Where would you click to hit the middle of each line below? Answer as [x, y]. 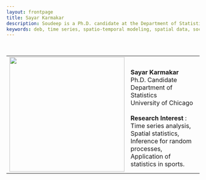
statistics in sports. [158, 164]
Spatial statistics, [155, 133]
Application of [151, 157]
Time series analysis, [161, 126]
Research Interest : [159, 118]
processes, [147, 149]
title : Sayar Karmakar [35, 18]
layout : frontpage [30, 12]
